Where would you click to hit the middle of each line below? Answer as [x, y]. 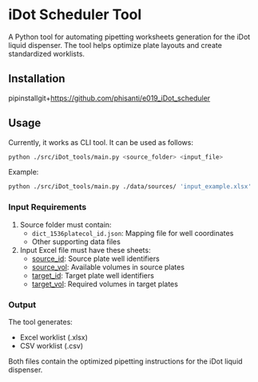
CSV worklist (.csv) [52, 345]
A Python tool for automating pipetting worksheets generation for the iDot [129, 37]
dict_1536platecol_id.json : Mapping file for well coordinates [133, 233]
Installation [37, 79]
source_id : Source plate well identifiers [95, 258]
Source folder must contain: [65, 224]
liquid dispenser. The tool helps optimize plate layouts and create [115, 45]
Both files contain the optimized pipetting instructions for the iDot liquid [125, 361]
